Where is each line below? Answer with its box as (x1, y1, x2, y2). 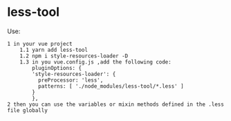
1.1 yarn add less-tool (19, 46, 89, 53)
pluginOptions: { (32, 64, 82, 71)
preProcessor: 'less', (37, 77, 104, 84)
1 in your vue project (7, 40, 73, 47)
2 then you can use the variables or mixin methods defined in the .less (7, 101, 225, 108)
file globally (7, 106, 48, 114)
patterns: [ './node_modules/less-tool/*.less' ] (37, 82, 185, 90)
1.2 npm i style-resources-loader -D (19, 53, 129, 59)
